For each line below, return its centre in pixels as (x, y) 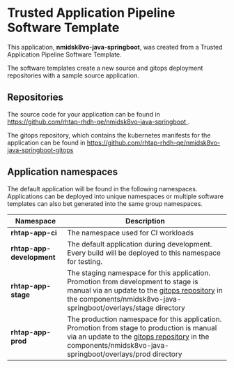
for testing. (85, 261)
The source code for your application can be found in (84, 114)
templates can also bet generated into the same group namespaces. (105, 203)
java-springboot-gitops (40, 150)
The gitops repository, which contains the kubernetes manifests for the (109, 135)
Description (145, 221)
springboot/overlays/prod (109, 354)
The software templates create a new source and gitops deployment (105, 68)
